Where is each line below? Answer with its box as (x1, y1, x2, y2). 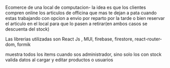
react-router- (134, 36, 162, 42)
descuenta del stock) (5, 26, 50, 32)
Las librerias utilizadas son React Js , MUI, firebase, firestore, (5, 36, 134, 42)
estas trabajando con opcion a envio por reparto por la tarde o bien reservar (5, 15, 165, 21)
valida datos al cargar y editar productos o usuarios (5, 57, 114, 63)
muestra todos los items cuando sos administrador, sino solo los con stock (5, 51, 162, 57)
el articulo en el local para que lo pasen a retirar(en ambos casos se (5, 20, 148, 27)
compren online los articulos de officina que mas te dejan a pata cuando (5, 10, 157, 16)
